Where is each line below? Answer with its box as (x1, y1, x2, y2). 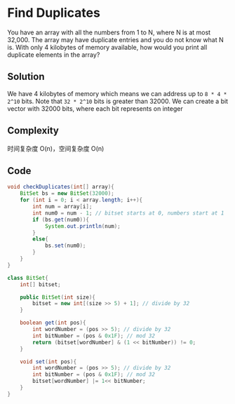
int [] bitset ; (20, 281, 61, 288)
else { (32, 236, 49, 243)
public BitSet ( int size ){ (20, 293, 96, 301)
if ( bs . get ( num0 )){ (32, 216, 90, 223)
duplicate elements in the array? (7, 50, 100, 59)
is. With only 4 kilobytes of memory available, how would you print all (7, 43, 208, 51)
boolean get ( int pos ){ (20, 319, 86, 327)
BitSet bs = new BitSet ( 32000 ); (20, 190, 114, 197)
